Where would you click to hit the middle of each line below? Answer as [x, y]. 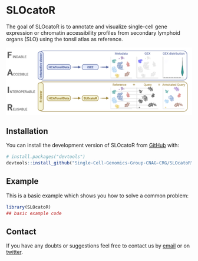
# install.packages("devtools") [46, 157]
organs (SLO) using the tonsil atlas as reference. [65, 39]
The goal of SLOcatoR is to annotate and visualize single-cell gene [87, 27]
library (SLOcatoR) [29, 207]
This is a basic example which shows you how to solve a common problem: [97, 196]
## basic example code [34, 213]
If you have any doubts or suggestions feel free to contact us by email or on [98, 246]
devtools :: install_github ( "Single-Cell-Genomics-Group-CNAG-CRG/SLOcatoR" [100, 163]
